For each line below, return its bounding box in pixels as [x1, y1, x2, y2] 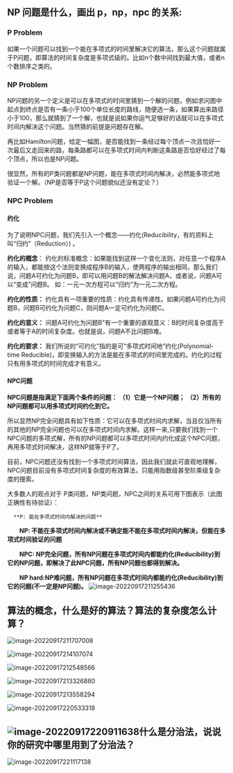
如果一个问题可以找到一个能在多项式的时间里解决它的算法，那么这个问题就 [7, 44, 220, 53]
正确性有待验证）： [7, 498, 59, 507]
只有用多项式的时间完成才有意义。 [7, 359, 105, 368]
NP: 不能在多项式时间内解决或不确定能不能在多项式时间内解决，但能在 [19, 527, 220, 535]
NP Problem [7, 79, 49, 89]
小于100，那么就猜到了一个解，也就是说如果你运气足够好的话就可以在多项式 [7, 113, 224, 122]
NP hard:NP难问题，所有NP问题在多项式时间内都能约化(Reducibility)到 [19, 573, 223, 582]
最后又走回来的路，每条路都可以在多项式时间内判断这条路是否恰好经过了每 [12, 145, 226, 154]
